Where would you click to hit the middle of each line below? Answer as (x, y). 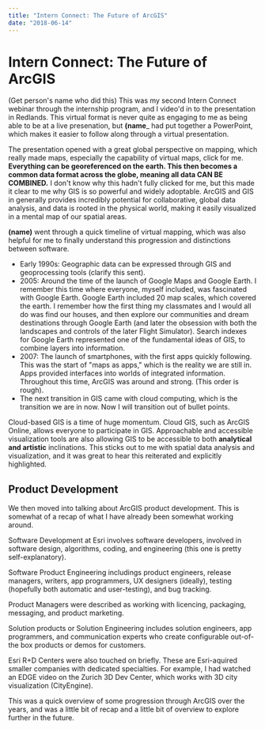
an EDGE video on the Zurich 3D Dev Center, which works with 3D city (123, 678)
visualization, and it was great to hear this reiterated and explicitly (115, 456)
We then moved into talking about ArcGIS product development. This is (124, 508)
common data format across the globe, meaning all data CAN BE (115, 175)
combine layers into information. (72, 348)
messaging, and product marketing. (66, 613)
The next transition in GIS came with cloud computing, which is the (129, 398)
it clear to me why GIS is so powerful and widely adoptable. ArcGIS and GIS (131, 191)
